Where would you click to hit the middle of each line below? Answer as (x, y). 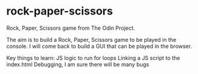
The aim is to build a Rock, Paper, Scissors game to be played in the (91, 39)
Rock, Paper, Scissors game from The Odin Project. (71, 28)
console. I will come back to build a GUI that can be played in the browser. (99, 46)
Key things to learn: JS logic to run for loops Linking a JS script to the (93, 58)
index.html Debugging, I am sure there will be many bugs (78, 64)
